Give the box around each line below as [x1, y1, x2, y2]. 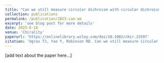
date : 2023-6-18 [5, 25, 38, 30]
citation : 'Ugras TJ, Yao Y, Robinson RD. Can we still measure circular [5, 39, 159, 44]
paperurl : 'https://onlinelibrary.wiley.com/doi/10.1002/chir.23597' [5, 35, 150, 40]
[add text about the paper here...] [5, 52, 72, 58]
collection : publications [5, 12, 58, 17]
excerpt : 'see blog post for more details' [5, 21, 95, 26]
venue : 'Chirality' [5, 30, 45, 35]
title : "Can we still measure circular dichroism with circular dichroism [5, 7, 161, 12]
